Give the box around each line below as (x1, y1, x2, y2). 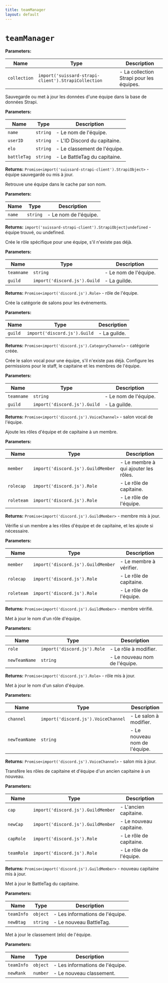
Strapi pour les (119, 75, 154, 82)
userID (7, 138, 23, 144)
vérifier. (119, 564, 138, 571)
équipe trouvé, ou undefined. (5, 230, 65, 236)
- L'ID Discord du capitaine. (55, 137, 121, 144)
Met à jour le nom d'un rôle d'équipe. (5, 616, 81, 622)
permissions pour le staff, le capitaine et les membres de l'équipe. (5, 363, 141, 369)
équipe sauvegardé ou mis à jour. (5, 172, 74, 178)
